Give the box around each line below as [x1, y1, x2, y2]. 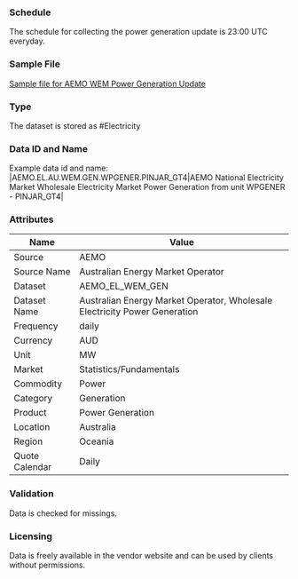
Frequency [13, 320, 59, 332]
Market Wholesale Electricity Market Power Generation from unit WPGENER [9, 182, 286, 193]
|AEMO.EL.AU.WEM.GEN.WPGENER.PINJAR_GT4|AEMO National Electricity [9, 172, 284, 183]
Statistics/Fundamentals [79, 363, 180, 376]
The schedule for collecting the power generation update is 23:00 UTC [9, 27, 268, 37]
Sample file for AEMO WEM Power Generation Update [9, 78, 207, 89]
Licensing [9, 530, 53, 543]
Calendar [13, 461, 52, 473]
